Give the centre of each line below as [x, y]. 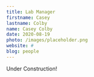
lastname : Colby [27, 23]
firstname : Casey [28, 18]
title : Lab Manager [31, 12]
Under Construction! [32, 69]
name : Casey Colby [29, 29]
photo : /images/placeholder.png [47, 40]
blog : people [23, 52]
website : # [20, 46]
